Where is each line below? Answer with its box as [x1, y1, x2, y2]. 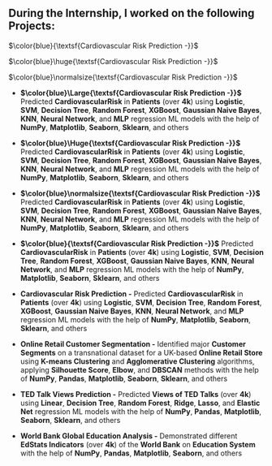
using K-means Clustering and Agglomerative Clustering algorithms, [19, 356, 255, 366]
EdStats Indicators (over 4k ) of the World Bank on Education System [19, 439, 256, 449]
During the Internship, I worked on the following [8, 6, 255, 20]
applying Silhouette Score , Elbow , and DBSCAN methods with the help [19, 365, 259, 374]
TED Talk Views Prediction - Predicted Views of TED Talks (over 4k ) [19, 389, 252, 399]
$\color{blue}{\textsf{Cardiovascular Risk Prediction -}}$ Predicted [19, 239, 254, 248]
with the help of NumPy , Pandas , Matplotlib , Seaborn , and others [19, 448, 242, 458]
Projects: [8, 19, 55, 33]
